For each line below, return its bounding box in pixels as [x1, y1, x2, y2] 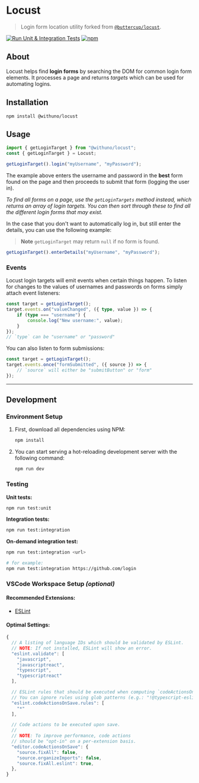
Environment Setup [6, 413, 63, 421]
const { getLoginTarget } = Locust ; [6, 151, 97, 157]
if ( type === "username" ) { [17, 312, 86, 318]
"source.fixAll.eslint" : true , [17, 760, 94, 766]
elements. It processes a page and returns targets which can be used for [6, 74, 184, 81]
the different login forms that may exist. [6, 209, 102, 215]
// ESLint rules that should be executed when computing [11, 689, 155, 695]
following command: [14, 454, 65, 461]
